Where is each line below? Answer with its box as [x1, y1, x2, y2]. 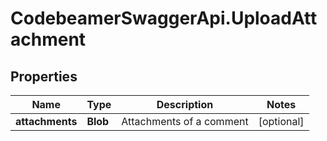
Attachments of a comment [121, 115, 249, 128]
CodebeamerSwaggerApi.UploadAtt [10, 7, 318, 30]
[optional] [258, 115, 305, 128]
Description [156, 98, 214, 111]
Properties [10, 68, 78, 85]
